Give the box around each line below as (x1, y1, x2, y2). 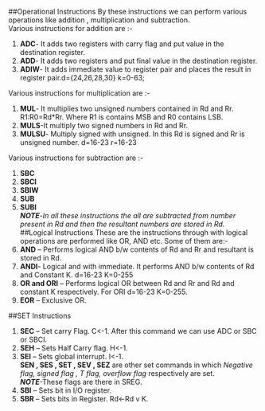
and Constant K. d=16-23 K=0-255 (19, 270, 134, 280)
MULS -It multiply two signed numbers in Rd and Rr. (19, 121, 189, 130)
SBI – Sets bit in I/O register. (19, 386, 112, 395)
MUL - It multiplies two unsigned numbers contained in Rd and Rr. (19, 104, 234, 113)
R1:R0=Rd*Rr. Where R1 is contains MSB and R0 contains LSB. (19, 112, 224, 122)
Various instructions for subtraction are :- (8, 153, 144, 162)
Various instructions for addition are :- (8, 24, 133, 33)
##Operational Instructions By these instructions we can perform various (8, 7, 247, 16)
